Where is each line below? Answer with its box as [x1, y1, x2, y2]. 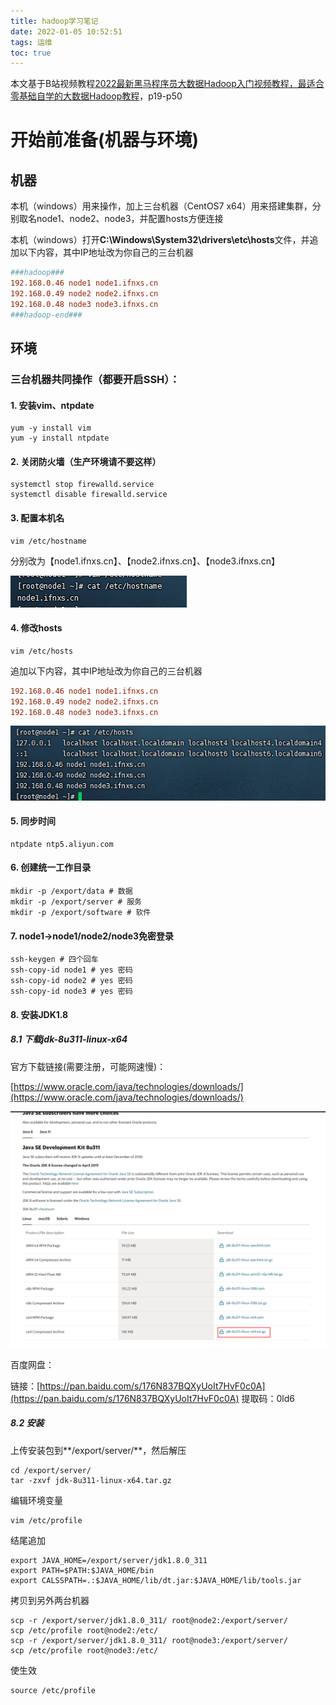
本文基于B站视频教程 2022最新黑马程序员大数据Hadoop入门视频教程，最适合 [10, 78, 325, 90]
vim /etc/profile [10, 1515, 83, 1525]
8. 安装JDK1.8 [10, 1008, 69, 1020]
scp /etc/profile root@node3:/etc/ [10, 1645, 159, 1655]
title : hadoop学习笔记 [10, 16, 99, 26]
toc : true [10, 48, 52, 58]
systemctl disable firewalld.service [10, 490, 168, 500]
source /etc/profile [10, 1685, 97, 1695]
